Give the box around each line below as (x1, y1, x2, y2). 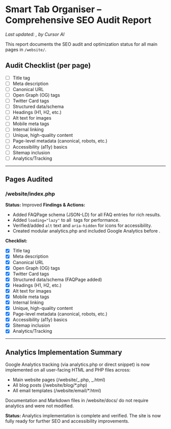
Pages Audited (5, 175, 53, 184)
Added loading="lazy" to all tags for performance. (12, 217, 120, 223)
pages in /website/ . (5, 46, 47, 52)
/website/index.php (5, 190, 55, 197)
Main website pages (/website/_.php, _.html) (12, 377, 106, 383)
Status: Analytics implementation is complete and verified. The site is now (5, 413, 161, 419)
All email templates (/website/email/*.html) (12, 388, 102, 394)
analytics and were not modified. (5, 403, 74, 409)
